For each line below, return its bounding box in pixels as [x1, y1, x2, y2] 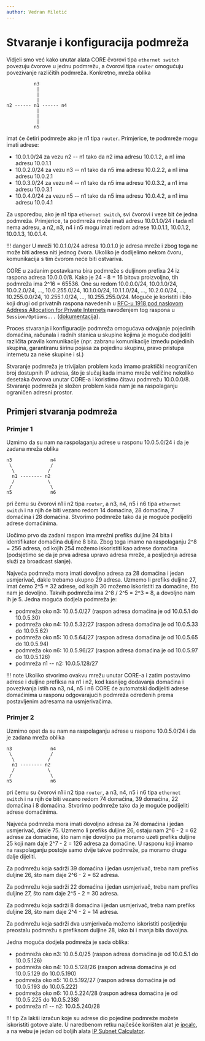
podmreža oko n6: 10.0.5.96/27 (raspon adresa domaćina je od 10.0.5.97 [15, 647, 198, 654]
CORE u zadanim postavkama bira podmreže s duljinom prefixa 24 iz [6, 267, 180, 274]
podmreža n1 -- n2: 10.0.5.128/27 [15, 660, 98, 667]
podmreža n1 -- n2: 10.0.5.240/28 [15, 1002, 100, 1010]
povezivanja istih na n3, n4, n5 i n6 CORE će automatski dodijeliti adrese [6, 685, 189, 692]
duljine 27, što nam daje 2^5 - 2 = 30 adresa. [6, 889, 119, 897]
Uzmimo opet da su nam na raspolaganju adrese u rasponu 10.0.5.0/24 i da [6, 727, 196, 735]
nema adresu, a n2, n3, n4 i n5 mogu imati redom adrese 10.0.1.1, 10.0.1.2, [6, 224, 191, 231]
